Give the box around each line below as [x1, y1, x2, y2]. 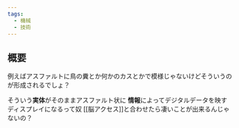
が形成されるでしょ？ [7, 81, 70, 90]
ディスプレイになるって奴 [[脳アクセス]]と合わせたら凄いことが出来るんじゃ [7, 105, 230, 114]
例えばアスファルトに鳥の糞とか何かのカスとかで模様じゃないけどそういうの [7, 72, 233, 80]
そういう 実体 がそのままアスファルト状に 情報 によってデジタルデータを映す [7, 96, 228, 105]
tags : [7, 10, 24, 18]
